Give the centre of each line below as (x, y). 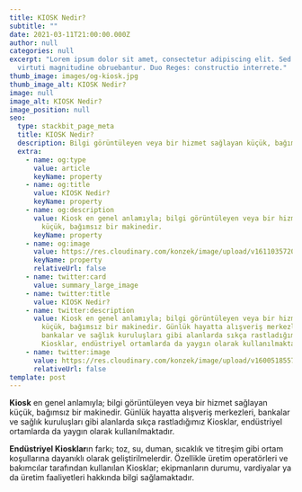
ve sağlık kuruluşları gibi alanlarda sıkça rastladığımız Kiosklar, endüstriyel (146, 422)
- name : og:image (58, 244)
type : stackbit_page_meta (66, 127)
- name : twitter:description (80, 310)
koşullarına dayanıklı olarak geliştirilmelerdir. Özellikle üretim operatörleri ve (149, 459)
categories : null (42, 51)
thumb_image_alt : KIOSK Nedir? (68, 85)
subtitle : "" (34, 26)
